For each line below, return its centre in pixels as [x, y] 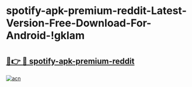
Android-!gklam [46, 36]
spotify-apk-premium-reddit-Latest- [96, 11]
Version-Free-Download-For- [79, 23]
